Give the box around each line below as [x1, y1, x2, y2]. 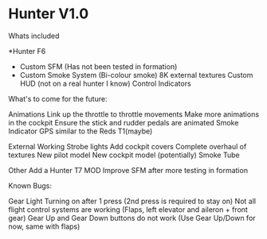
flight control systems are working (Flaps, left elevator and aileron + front [8, 204, 249, 214]
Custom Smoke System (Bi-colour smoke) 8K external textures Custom [19, 70, 253, 79]
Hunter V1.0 [8, 5, 89, 23]
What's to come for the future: [8, 94, 108, 103]
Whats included [8, 31, 60, 40]
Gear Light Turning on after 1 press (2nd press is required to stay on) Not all [8, 196, 257, 206]
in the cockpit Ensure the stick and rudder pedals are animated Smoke [8, 118, 239, 127]
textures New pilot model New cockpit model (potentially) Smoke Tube [8, 150, 241, 160]
